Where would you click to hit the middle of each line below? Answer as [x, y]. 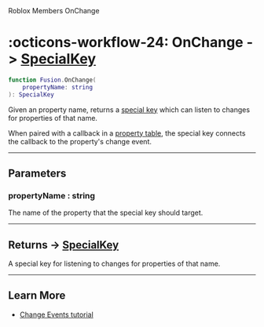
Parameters [37, 173]
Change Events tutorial [57, 314]
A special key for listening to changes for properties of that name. [114, 263]
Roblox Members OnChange [54, 11]
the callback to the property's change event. [80, 141]
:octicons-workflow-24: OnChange [126, 43]
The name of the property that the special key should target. [106, 213]
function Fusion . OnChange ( [52, 80]
